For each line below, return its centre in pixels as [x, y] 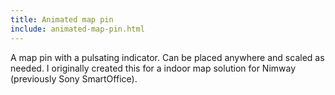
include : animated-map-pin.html [77, 29]
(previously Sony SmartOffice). [74, 78]
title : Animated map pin [62, 19]
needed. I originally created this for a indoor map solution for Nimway [153, 68]
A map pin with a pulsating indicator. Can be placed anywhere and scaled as [167, 57]
